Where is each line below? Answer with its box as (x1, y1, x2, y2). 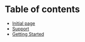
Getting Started (12, 31, 44, 37)
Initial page (12, 20, 35, 26)
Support (12, 25, 29, 31)
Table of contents (5, 4, 80, 15)
